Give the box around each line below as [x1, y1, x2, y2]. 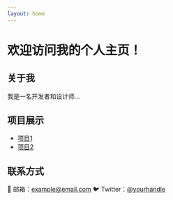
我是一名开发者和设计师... [7, 92, 80, 100]
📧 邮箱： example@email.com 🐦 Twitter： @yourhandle [7, 185, 166, 194]
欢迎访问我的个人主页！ [7, 43, 142, 58]
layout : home [7, 10, 45, 17]
